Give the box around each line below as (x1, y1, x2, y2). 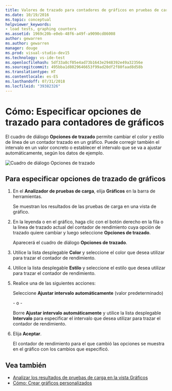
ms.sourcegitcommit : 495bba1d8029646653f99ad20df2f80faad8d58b (5, 64, 143, 70)
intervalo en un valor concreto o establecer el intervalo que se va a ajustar (5, 144, 162, 150)
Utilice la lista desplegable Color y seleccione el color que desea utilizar (12, 249, 165, 256)
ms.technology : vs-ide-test (5, 55, 66, 60)
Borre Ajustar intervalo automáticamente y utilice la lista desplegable (12, 310, 161, 316)
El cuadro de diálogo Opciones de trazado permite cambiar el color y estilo (5, 134, 164, 140)
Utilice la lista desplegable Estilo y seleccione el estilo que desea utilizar (12, 265, 166, 271)
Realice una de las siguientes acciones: (12, 280, 96, 287)
